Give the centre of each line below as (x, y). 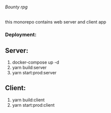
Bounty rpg (16, 7)
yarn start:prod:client (33, 105)
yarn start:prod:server (34, 72)
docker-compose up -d (36, 62)
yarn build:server (29, 67)
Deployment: (21, 35)
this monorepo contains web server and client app (56, 22)
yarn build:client (28, 100)
